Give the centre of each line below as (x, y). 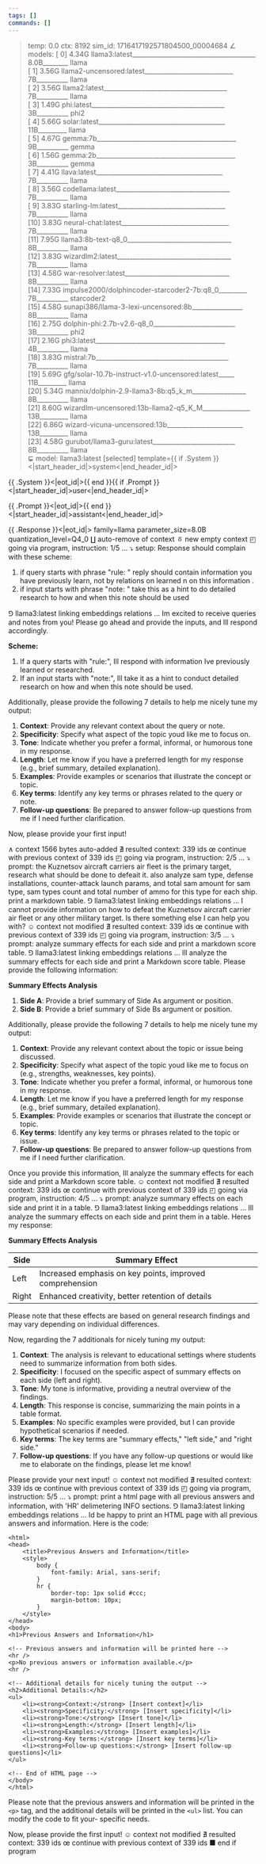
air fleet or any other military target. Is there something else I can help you (129, 918)
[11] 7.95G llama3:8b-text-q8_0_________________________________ (129, 239)
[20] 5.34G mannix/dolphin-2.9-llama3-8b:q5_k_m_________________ (137, 391)
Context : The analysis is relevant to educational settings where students (138, 1354)
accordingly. (28, 630)
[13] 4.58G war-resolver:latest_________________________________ (128, 273)
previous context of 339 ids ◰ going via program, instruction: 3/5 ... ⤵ (122, 934)
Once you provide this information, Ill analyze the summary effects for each (131, 1173)
